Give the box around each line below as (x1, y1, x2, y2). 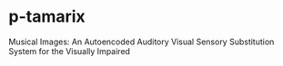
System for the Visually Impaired (8, 45, 131, 56)
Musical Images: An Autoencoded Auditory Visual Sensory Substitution (8, 36, 275, 47)
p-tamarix (8, 6, 86, 27)
